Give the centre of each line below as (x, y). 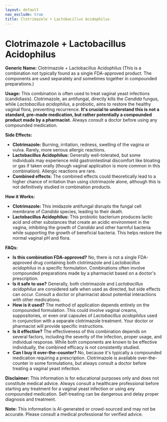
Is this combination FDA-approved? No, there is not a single (75, 258)
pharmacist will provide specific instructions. (58, 326)
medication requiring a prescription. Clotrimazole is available (74, 358)
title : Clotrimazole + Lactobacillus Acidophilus (58, 19)
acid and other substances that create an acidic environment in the (81, 222)
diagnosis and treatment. (31, 400)
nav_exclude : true (24, 14)
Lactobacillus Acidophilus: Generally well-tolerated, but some (76, 155)
